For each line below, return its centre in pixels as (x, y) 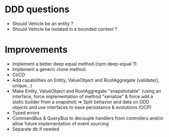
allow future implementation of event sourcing (60, 123)
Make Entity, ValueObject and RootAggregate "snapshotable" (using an (87, 91)
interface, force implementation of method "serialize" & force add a (82, 96)
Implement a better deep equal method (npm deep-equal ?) (74, 64)
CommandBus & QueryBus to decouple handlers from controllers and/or (88, 118)
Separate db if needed (36, 129)
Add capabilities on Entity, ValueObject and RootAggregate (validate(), (86, 80)
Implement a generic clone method (49, 69)
